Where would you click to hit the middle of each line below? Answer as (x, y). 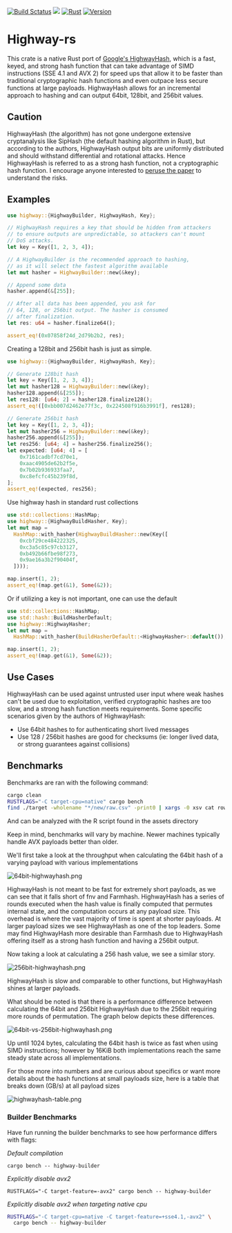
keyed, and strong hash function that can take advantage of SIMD (101, 66)
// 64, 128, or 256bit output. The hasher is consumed (88, 310)
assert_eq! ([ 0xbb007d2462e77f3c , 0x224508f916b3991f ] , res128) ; (101, 406)
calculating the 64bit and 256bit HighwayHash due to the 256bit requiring (112, 1009)
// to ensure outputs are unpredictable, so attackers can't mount (106, 234)
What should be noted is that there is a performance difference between (110, 1001)
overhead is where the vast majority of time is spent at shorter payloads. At (114, 919)
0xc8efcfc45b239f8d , (49, 476)
